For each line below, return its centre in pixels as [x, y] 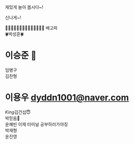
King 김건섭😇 [18, 112]
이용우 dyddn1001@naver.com [67, 98]
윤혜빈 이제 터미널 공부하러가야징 [37, 124]
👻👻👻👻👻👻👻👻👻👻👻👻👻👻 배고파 [31, 28]
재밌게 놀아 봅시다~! [24, 7]
